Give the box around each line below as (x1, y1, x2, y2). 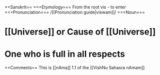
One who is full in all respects (4, 49, 125, 60)
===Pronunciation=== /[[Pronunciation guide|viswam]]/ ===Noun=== (4, 9, 145, 15)
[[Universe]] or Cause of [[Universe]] (4, 26, 156, 37)
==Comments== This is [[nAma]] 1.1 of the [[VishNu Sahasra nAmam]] (4, 65, 145, 71)
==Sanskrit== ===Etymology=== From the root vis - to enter (4, 4, 127, 10)
